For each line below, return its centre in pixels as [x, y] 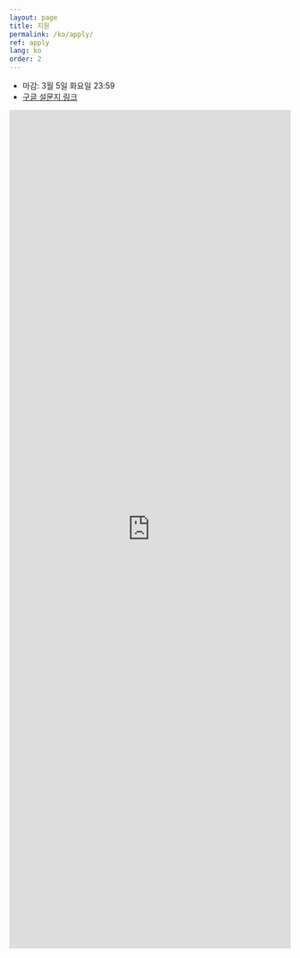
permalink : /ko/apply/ [51, 34]
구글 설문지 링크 [50, 97]
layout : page [33, 17]
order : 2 [25, 59]
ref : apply [29, 42]
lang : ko [25, 51]
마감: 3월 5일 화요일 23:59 [68, 85]
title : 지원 [30, 26]
